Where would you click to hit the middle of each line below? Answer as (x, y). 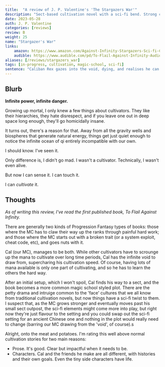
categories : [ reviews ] (28, 28)
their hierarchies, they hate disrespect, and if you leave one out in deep (77, 116)
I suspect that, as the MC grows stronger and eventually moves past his (78, 303)
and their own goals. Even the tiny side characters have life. (73, 359)
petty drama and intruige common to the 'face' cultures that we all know (78, 293)
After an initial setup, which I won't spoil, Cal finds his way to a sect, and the (82, 282)
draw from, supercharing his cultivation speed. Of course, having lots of (78, 262)
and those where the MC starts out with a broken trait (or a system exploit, (80, 237)
